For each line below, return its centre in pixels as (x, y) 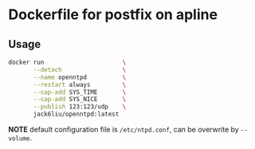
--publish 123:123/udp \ (80, 107)
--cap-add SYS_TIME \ (80, 92)
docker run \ (67, 62)
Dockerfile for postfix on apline (113, 15)
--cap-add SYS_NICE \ (80, 100)
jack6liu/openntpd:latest (76, 114)
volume (19, 139)
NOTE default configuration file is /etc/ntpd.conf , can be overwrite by (124, 129)
